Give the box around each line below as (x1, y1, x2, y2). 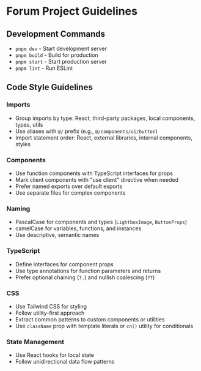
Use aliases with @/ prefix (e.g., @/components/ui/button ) (15, 127, 158, 135)
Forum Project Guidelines (6, 4, 137, 18)
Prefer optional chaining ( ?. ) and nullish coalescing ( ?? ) (15, 274, 155, 281)
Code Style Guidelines (6, 82, 93, 92)
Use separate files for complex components (15, 189, 126, 197)
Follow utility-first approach (15, 309, 85, 317)
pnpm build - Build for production (15, 51, 99, 59)
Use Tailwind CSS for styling (15, 302, 87, 310)
